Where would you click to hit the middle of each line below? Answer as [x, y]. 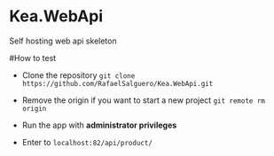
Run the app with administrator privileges [99, 125]
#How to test [33, 58]
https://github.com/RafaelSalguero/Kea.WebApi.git [117, 83]
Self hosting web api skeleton [63, 41]
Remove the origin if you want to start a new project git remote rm [144, 100]
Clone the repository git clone [78, 75]
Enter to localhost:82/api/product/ [87, 142]
